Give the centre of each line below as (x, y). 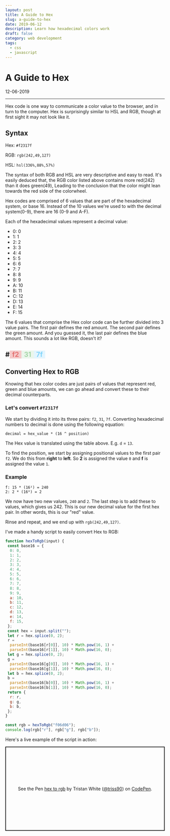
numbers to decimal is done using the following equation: (65, 424)
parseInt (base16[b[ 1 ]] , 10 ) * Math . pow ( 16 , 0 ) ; (61, 688)
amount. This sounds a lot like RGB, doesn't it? (54, 338)
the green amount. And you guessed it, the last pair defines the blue (76, 333)
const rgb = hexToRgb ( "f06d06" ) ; (40, 725)
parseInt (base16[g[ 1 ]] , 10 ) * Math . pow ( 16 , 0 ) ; (61, 669)
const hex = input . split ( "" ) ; (39, 631)
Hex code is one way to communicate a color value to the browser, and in (82, 106)
